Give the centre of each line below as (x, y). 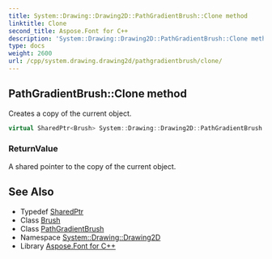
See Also (31, 192)
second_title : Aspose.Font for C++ (68, 31)
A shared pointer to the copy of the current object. (92, 166)
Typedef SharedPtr (52, 211)
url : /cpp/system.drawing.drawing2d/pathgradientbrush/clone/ (115, 62)
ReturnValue (33, 149)
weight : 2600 (30, 53)
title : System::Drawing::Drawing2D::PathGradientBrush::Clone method (128, 16)
